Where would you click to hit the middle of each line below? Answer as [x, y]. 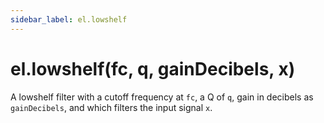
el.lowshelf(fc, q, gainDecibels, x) [153, 68]
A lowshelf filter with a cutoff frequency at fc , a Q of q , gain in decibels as [162, 97]
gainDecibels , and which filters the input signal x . [111, 107]
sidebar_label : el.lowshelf [69, 19]
